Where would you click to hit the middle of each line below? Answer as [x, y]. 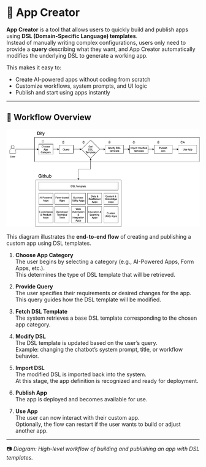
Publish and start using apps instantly [63, 92]
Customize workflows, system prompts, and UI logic [81, 86]
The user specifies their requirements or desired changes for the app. [103, 293]
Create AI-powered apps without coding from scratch [83, 79]
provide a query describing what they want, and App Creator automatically [101, 49]
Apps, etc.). [30, 268]
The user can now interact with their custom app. [77, 418]
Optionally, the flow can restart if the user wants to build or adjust [98, 424]
